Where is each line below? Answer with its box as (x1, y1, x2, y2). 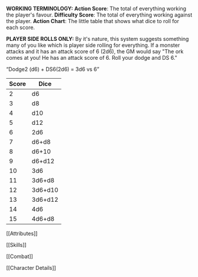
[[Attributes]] (6, 230, 38, 237)
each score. (6, 24, 35, 31)
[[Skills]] (6, 241, 27, 248)
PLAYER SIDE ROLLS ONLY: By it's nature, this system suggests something (6, 36, 189, 42)
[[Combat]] (6, 253, 34, 260)
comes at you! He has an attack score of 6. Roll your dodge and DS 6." (6, 54, 177, 61)
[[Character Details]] (6, 265, 56, 271)
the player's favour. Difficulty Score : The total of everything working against (6, 11, 193, 18)
